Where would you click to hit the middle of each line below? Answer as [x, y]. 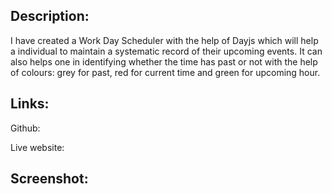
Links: [30, 104]
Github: [25, 128]
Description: [50, 16]
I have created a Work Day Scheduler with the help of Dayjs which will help [164, 40]
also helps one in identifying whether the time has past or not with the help [164, 61]
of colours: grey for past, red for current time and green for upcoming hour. [165, 72]
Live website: [37, 147]
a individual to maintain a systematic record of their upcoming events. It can [166, 51]
